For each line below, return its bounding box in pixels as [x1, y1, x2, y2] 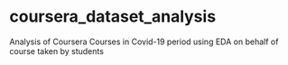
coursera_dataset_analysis [9, 6, 217, 27]
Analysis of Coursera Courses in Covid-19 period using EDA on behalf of [9, 36, 279, 47]
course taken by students [9, 45, 104, 56]
